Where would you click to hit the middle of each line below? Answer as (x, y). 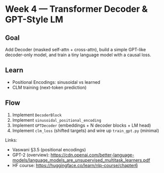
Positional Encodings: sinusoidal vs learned (56, 82)
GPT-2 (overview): (31, 155)
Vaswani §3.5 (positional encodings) (49, 149)
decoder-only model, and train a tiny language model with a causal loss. (78, 55)
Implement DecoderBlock (37, 115)
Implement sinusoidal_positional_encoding (57, 120)
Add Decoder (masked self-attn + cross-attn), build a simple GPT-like (76, 50)
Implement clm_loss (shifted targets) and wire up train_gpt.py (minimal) (85, 130)
